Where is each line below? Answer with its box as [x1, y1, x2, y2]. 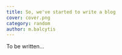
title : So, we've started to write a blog [6, 9, 116, 15]
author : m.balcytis [6, 26, 56, 32]
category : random [6, 20, 51, 26]
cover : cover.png [6, 15, 51, 21]
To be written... [6, 43, 45, 50]
